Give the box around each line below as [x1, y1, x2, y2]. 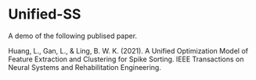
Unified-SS [8, 5, 81, 23]
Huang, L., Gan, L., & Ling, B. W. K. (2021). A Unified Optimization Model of [8, 46, 249, 55]
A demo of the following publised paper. [8, 31, 138, 40]
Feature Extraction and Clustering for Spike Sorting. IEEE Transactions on [8, 54, 244, 64]
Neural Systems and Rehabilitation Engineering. [8, 62, 162, 71]
